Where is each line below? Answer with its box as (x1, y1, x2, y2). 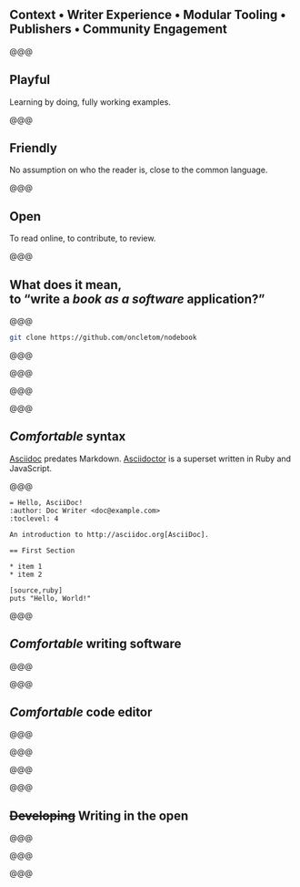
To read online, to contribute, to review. (9, 232, 156, 244)
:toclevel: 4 (9, 514, 59, 523)
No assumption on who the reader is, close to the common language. (9, 164, 268, 176)
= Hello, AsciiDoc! (9, 498, 84, 507)
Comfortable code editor (9, 704, 153, 719)
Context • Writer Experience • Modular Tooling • (9, 7, 286, 23)
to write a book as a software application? (9, 291, 259, 306)
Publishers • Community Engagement (9, 22, 227, 37)
